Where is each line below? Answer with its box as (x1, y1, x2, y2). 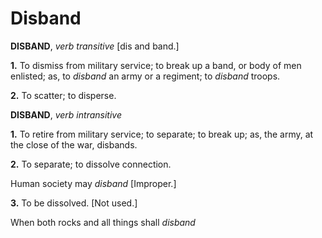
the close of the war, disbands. (10, 138, 138, 151)
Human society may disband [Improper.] (10, 177, 177, 189)
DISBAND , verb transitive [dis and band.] (10, 40, 180, 52)
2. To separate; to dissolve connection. (10, 158, 172, 170)
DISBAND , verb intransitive (10, 108, 122, 121)
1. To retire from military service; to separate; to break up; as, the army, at (10, 128, 314, 140)
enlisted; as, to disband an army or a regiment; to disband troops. (10, 70, 281, 82)
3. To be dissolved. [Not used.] (10, 197, 138, 209)
